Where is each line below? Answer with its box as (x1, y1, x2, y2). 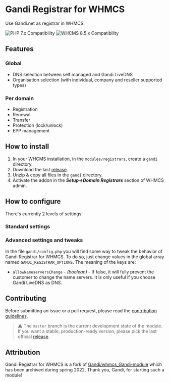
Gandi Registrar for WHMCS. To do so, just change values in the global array (5, 254, 164, 260)
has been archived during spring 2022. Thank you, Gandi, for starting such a (5, 367, 164, 373)
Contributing (5, 294, 46, 303)
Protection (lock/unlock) (12, 122, 63, 128)
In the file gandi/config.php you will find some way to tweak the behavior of (5, 248, 163, 254)
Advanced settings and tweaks (5, 236, 83, 244)
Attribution (5, 348, 40, 357)
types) (12, 82, 26, 88)
